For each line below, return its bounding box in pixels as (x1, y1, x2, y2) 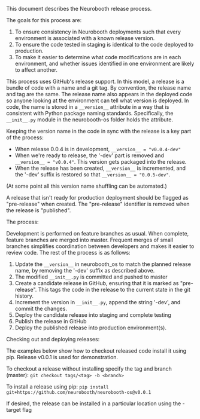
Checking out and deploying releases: (6, 336, 100, 342)
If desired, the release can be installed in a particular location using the (6, 400, 181, 407)
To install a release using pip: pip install (6, 383, 109, 390)
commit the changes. (14, 305, 68, 312)
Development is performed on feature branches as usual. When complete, (6, 230, 189, 237)
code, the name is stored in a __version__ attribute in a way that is (6, 103, 169, 110)
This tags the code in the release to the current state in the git (38, 286, 190, 293)
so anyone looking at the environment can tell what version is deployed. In (6, 97, 189, 104)
